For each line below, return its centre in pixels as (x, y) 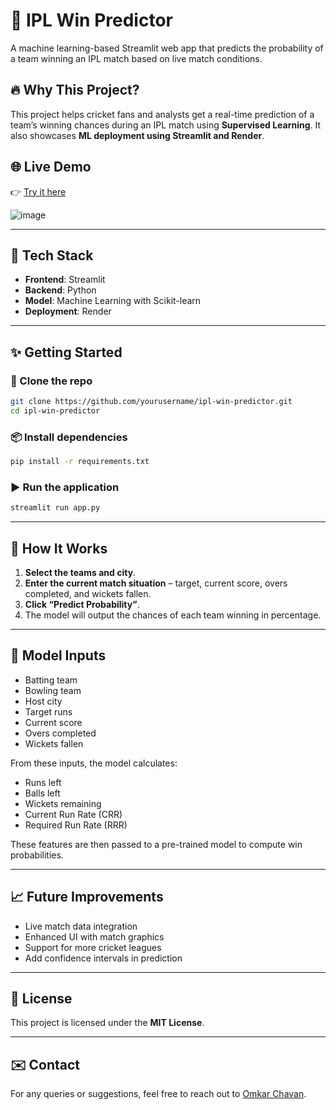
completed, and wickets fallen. (88, 593)
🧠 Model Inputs (58, 655)
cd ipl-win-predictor (55, 410)
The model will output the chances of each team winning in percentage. (173, 615)
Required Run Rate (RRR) (76, 825)
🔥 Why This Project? (75, 90)
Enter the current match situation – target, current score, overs (156, 583)
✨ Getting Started (66, 352)
